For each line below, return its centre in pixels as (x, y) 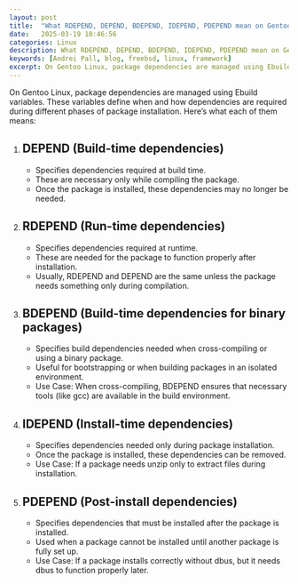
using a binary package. (79, 358)
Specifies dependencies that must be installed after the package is (157, 523)
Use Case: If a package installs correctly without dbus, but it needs (158, 560)
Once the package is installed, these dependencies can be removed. (161, 455)
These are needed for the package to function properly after (145, 257)
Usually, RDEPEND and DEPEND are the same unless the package (156, 276)
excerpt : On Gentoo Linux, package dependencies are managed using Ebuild (150, 68)
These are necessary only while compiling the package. (137, 180)
